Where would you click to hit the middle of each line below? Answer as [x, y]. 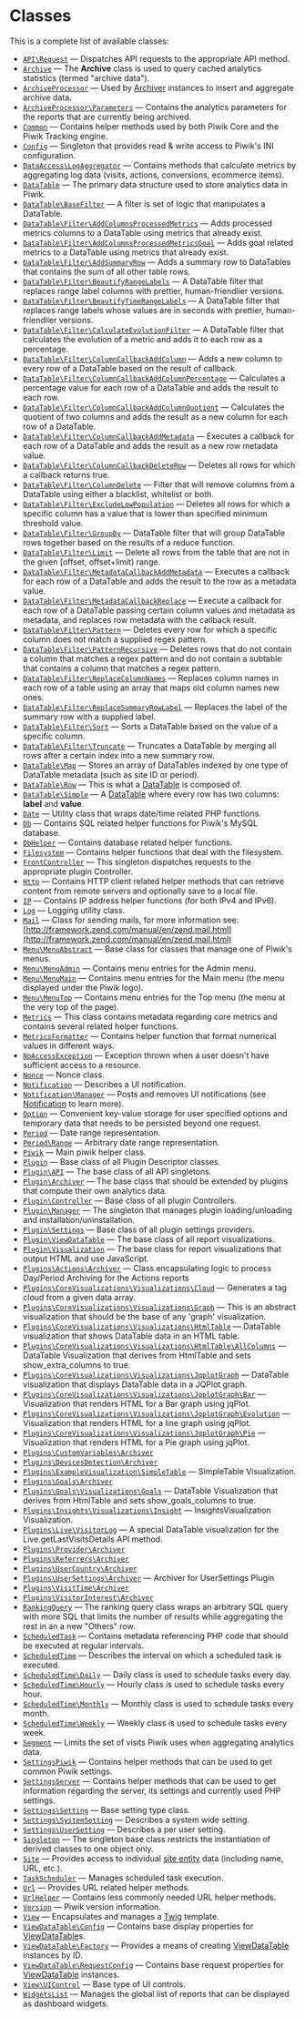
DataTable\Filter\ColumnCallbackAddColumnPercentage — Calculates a [154, 378]
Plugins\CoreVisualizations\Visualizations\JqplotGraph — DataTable [156, 1374]
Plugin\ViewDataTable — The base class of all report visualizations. [148, 1238]
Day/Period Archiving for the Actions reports [106, 1278]
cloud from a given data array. [79, 1297]
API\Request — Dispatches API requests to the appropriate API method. [156, 58]
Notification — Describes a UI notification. [104, 1084]
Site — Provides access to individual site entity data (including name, [153, 1858]
